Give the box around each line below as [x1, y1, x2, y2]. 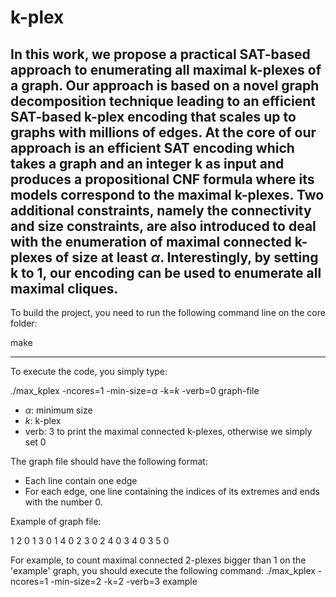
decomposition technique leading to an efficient [10, 92, 316, 110]
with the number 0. [24, 496, 103, 508]
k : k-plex [24, 415, 62, 426]
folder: [10, 317, 38, 329]
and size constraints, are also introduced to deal [10, 217, 317, 235]
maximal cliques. [10, 280, 119, 297]
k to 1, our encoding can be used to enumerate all [10, 264, 322, 281]
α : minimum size [24, 404, 93, 416]
